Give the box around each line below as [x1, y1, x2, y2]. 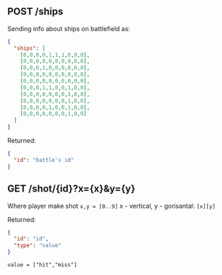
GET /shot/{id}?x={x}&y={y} [7, 183, 136, 195]
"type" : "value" [13, 242, 62, 250]
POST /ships [7, 6, 64, 18]
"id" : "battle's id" [13, 156, 74, 163]
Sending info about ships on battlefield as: [7, 24, 131, 33]
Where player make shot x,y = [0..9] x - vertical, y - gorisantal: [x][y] [7, 201, 216, 210]
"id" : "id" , [13, 235, 49, 242]
